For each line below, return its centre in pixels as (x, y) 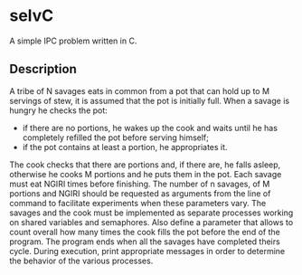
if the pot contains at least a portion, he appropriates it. (125, 147)
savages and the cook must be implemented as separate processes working (151, 213)
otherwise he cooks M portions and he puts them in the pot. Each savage (146, 174)
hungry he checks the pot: (59, 110)
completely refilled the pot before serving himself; (116, 137)
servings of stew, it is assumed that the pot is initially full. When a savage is (150, 100)
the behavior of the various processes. (81, 261)
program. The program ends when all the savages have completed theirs (145, 242)
